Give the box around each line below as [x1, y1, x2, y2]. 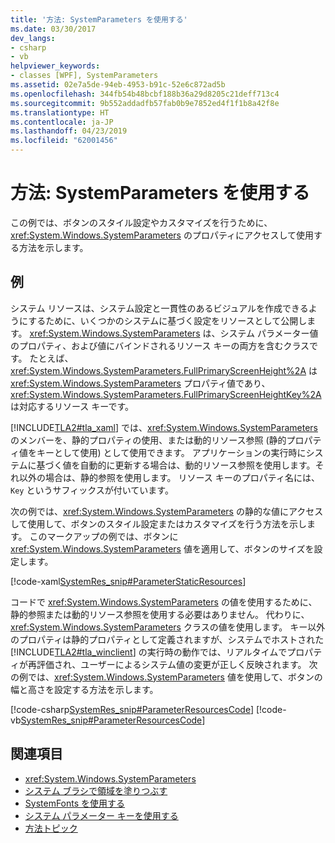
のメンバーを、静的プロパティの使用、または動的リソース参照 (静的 [10, 434, 287, 446]
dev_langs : [10, 33, 56, 43]
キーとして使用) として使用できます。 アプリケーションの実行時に [36, 446, 307, 458]
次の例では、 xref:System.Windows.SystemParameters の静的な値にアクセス [10, 505, 324, 517]
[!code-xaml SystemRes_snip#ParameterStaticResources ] [10, 575, 247, 587]
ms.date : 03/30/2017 [10, 24, 97, 34]
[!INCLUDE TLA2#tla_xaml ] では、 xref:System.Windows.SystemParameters [10, 421, 318, 433]
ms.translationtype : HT [10, 107, 110, 118]
